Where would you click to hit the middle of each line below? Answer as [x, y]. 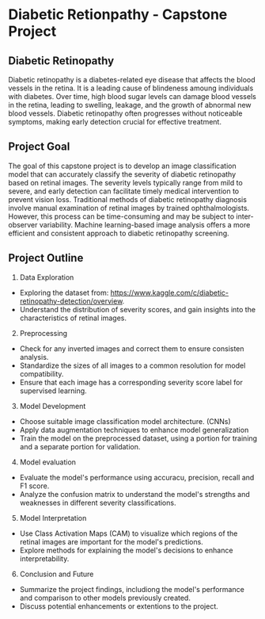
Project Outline [46, 258]
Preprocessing [44, 333]
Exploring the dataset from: [64, 292]
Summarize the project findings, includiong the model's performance [132, 589]
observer [23, 224]
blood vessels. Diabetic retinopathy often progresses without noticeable [125, 113]
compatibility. [42, 373]
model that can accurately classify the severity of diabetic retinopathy [122, 174]
